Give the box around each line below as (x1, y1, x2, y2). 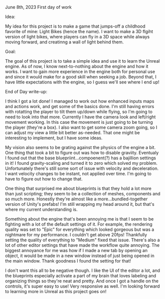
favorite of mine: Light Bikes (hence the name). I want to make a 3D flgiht (5, 29, 154, 34)
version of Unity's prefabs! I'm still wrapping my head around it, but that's (5, 201, 155, 207)
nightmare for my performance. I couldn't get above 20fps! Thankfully (5, 232, 147, 237)
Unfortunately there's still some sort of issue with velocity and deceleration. (5, 165, 159, 171)
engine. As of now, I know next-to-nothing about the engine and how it (5, 64, 149, 69)
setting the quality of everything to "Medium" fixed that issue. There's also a (5, 237, 160, 243)
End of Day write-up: (5, 89, 48, 94)
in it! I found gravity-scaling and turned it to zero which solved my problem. (5, 160, 158, 166)
